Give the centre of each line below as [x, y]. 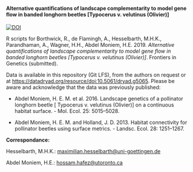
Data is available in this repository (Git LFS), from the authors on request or [96, 75]
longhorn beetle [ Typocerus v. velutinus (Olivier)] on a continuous [94, 105]
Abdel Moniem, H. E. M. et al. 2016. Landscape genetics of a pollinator [99, 99]
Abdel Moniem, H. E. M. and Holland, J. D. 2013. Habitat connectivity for [101, 122]
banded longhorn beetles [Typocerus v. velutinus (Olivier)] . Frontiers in [91, 57]
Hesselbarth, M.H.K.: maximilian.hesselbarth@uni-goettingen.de [83, 152]
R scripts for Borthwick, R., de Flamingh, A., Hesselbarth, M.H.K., [84, 39]
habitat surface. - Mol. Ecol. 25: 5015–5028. [67, 111]
